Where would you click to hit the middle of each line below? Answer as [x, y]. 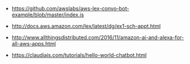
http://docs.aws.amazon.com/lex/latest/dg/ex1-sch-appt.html [86, 26]
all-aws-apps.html [34, 44]
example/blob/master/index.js [48, 15]
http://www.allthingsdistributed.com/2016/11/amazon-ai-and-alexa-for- [98, 37]
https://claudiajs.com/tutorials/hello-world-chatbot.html [79, 55]
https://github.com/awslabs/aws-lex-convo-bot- [70, 9]
